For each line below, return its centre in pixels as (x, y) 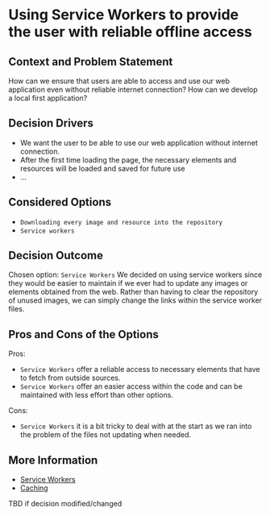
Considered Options (60, 202)
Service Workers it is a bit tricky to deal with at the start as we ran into (136, 426)
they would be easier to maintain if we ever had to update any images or (128, 283)
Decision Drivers (51, 124)
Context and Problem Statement (91, 62)
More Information (53, 460)
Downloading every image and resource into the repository (121, 222)
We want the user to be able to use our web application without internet (139, 142)
